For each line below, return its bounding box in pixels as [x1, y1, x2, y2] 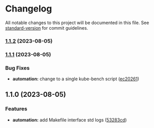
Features [5, 105, 28, 112]
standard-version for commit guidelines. [5, 25, 88, 31]
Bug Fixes [5, 64, 30, 71]
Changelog [5, 3, 52, 15]
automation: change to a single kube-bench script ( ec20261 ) [12, 76, 139, 82]
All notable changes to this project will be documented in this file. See [5, 20, 149, 26]
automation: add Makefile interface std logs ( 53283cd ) [12, 116, 127, 123]
